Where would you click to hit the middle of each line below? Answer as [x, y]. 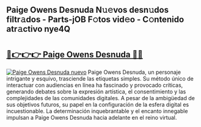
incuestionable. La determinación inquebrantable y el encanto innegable [97, 111]
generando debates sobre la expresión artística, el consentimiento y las [96, 92]
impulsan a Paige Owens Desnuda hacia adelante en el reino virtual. [92, 118]
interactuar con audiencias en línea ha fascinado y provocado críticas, [95, 85]
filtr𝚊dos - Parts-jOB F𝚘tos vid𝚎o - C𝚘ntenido [95, 20]
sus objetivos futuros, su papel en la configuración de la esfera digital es [98, 104]
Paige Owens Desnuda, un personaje [134, 72]
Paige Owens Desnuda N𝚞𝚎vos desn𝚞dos [88, 10]
